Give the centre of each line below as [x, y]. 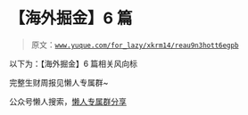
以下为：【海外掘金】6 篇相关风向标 [74, 63]
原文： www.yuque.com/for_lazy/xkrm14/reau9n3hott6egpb [135, 45]
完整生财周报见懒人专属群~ [59, 82]
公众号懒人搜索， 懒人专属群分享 [68, 101]
